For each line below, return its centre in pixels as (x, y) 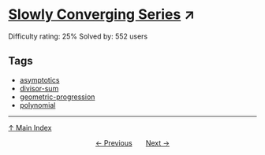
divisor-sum (39, 88)
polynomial (37, 105)
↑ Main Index (30, 127)
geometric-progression (57, 97)
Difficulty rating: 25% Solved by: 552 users (78, 36)
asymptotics (39, 79)
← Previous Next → (132, 142)
